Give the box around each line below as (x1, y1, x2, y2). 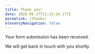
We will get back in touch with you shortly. (5, 43, 91, 49)
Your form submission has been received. (5, 34, 89, 40)
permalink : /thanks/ (5, 16, 47, 21)
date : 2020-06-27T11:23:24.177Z (5, 12, 71, 17)
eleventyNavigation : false (5, 20, 60, 26)
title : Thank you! (5, 7, 43, 12)
